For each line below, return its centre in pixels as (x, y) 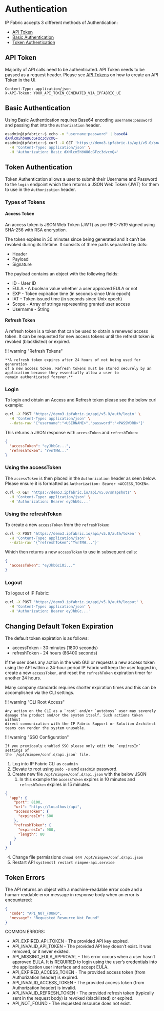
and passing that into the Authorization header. (53, 125)
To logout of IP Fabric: (27, 593)
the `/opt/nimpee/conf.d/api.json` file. (48, 755)
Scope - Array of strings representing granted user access (71, 304)
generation (16, 364)
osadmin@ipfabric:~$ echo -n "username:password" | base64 (66, 134)
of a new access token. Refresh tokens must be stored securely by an (78, 369)
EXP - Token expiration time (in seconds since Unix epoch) (71, 294)
